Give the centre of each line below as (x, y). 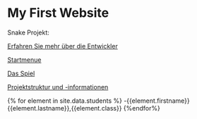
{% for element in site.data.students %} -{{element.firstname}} (99, 101)
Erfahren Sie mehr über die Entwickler (62, 46)
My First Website (58, 13)
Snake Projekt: (28, 32)
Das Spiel (21, 73)
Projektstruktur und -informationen (58, 87)
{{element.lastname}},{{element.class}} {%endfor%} (84, 108)
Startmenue (24, 60)
